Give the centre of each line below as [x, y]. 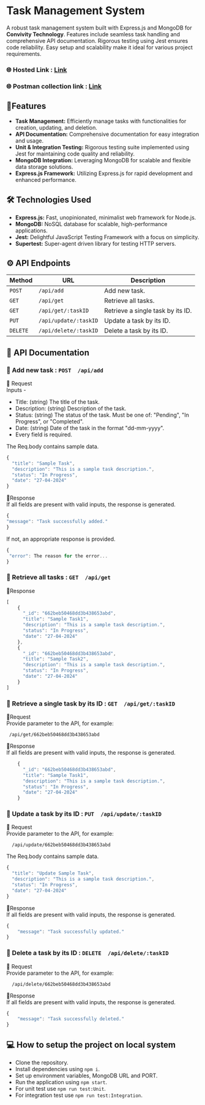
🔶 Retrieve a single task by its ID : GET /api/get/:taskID [91, 703]
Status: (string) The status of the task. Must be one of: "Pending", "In [102, 415]
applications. [31, 230]
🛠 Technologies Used [49, 199]
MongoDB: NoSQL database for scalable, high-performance [91, 224]
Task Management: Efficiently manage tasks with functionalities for [101, 121]
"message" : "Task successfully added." [57, 522]
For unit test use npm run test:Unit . [60, 1089]
